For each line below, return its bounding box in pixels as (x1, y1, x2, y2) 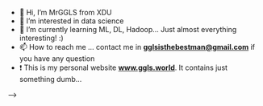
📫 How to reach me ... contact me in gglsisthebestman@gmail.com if (19, 43, 256, 51)
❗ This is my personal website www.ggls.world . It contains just (19, 63, 228, 72)
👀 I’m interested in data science (19, 16, 124, 26)
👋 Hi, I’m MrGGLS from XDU (19, 8, 112, 17)
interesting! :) (19, 33, 64, 43)
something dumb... (19, 75, 82, 84)
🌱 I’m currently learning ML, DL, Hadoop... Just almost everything (19, 25, 237, 34)
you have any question (19, 54, 95, 63)
